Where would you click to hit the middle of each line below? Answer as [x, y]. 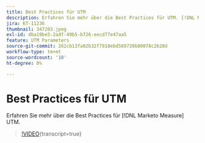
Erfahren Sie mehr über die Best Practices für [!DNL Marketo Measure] [95, 116]
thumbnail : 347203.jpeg [37, 29]
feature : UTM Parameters [38, 40]
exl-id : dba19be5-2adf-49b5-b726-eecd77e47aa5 [67, 35]
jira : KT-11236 [26, 23]
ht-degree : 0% [24, 63]
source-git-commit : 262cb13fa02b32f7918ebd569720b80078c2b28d [87, 46]
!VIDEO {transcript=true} [52, 134]
